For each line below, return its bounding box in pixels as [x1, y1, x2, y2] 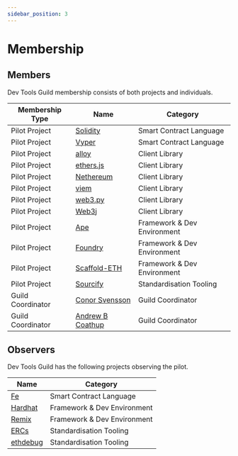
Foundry [75, 243, 104, 252]
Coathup [75, 320, 105, 330]
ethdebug [11, 438, 44, 447]
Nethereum [75, 172, 113, 182]
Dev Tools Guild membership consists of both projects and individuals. [7, 88, 213, 96]
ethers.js [75, 160, 105, 170]
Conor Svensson [75, 295, 131, 305]
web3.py [75, 194, 105, 204]
